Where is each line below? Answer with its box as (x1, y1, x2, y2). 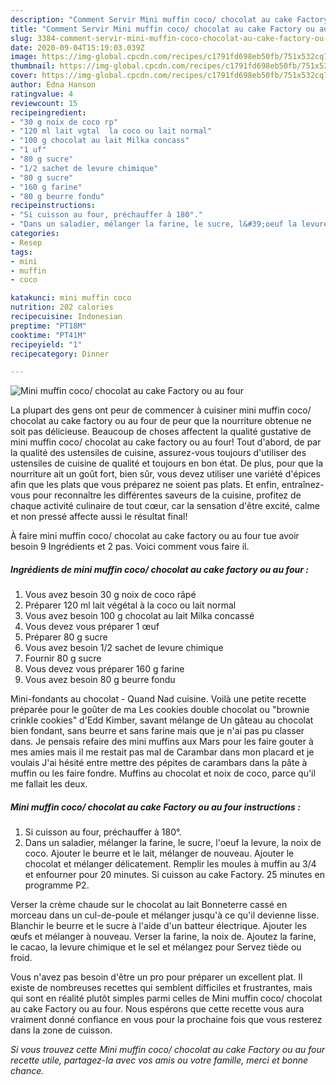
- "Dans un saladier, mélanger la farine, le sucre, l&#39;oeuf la (10, 219, 298, 230)
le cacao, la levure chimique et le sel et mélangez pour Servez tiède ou (10, 941, 302, 953)
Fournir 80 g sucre (24, 652, 102, 665)
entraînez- (281, 479, 325, 491)
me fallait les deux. (10, 778, 88, 790)
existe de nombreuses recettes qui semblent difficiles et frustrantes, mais (10, 982, 313, 994)
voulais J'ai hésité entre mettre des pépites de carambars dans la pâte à (10, 757, 308, 769)
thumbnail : (10, 61, 56, 71)
